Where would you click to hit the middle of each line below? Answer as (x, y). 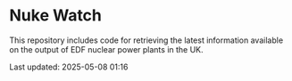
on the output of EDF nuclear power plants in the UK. (106, 49)
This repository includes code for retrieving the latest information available (146, 40)
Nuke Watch (56, 16)
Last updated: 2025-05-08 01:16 (69, 67)
